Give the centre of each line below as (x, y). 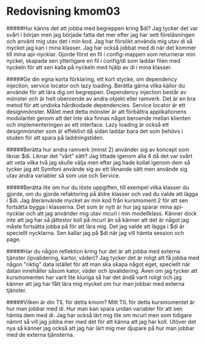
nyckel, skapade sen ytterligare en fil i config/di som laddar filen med (93, 61)
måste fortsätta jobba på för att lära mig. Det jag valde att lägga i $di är (95, 226)
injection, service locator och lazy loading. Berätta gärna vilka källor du (96, 85)
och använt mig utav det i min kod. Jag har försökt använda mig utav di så (99, 41)
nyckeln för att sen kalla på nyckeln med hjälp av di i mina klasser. (89, 67)
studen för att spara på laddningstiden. (55, 137)
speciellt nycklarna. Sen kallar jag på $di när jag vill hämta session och (95, 233)
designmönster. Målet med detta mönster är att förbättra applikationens (96, 111)
